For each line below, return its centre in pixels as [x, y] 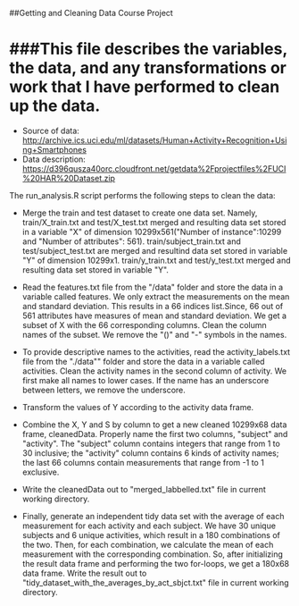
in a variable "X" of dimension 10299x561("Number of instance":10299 [152, 231]
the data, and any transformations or [148, 68]
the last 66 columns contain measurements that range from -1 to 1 [143, 462]
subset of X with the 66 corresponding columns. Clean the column [144, 324]
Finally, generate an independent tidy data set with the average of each [153, 516]
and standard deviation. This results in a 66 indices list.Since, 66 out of [153, 306]
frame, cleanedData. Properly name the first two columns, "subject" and [155, 433]
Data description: [54, 159]
